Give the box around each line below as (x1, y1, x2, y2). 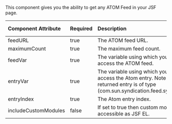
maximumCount (8, 45, 46, 52)
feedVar (8, 57, 27, 63)
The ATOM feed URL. (97, 37, 148, 44)
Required (70, 25, 93, 32)
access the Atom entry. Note (97, 75, 166, 81)
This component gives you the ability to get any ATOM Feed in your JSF (5, 5, 157, 10)
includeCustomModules (8, 107, 66, 114)
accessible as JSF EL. (97, 110, 150, 117)
